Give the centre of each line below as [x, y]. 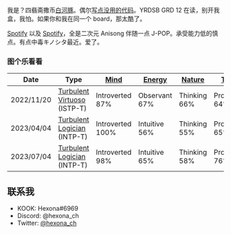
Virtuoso [72, 100]
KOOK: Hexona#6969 [48, 209]
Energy [155, 80]
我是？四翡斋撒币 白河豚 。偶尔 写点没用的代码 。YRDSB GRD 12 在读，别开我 [113, 10]
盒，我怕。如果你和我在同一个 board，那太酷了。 [77, 19]
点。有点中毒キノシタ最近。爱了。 [55, 42]
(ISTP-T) [73, 109]
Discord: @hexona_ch [48, 216]
